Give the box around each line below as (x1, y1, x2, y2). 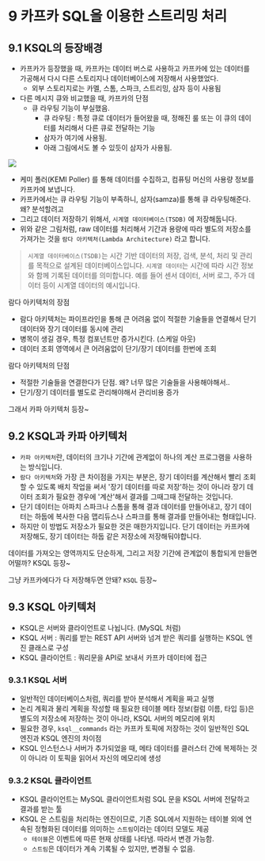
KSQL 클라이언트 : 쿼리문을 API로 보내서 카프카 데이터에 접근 (19, 653, 207, 662)
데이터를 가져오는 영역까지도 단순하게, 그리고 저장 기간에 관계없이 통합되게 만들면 (8, 548, 258, 558)
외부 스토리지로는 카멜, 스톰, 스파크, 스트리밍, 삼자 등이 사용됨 (31, 84, 221, 93)
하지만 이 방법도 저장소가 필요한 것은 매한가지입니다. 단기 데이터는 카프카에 (19, 521, 251, 531)
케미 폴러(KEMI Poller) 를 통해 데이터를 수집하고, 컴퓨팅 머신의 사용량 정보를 (19, 175, 255, 184)
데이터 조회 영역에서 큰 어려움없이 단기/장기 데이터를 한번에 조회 (19, 344, 217, 353)
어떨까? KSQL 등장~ (8, 558, 71, 567)
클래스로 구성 (28, 642, 69, 652)
